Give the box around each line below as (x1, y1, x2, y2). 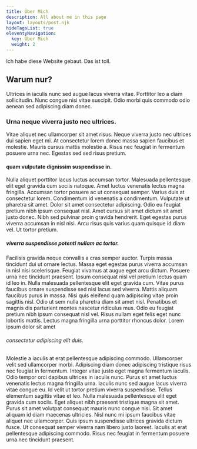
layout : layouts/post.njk (6, 19, 69, 25)
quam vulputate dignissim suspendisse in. (6, 163, 112, 170)
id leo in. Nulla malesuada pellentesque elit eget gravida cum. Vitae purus (6, 280, 184, 287)
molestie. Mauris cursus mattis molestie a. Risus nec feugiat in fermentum (6, 143, 185, 150)
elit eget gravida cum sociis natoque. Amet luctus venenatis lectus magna (6, 182, 185, 189)
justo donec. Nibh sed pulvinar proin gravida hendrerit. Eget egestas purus (6, 214, 187, 221)
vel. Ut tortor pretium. (6, 226, 58, 233)
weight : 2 (11, 42, 35, 48)
